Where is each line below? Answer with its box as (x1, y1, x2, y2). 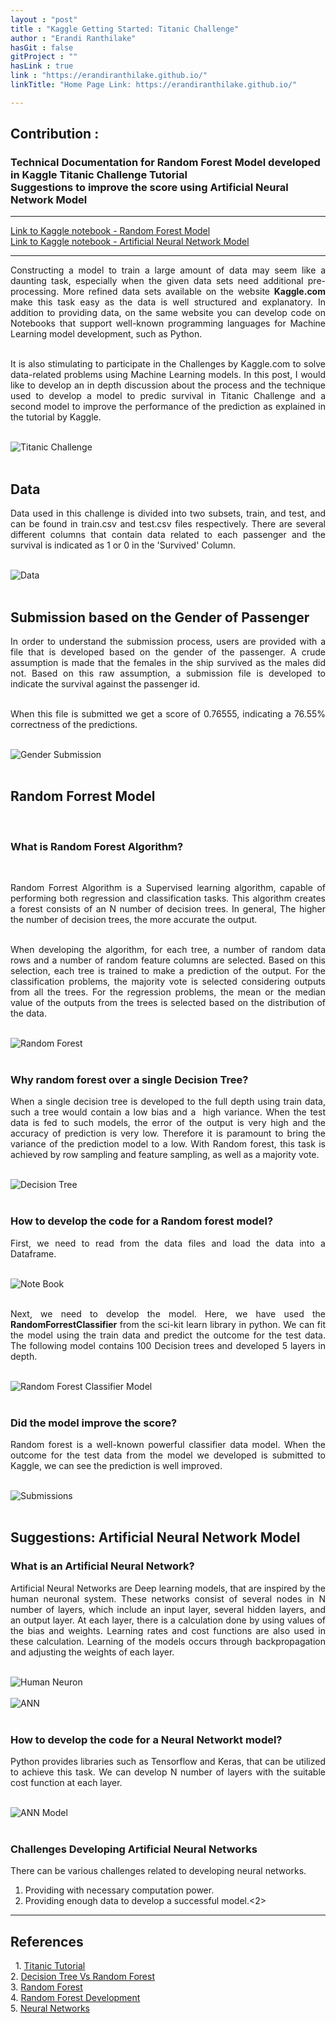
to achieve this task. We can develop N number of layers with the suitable (10, 1766, 326, 1778)
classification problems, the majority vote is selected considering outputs (10, 976, 326, 988)
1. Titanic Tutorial (14, 1960, 86, 1972)
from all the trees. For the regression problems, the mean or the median (10, 986, 326, 998)
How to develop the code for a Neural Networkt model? (10, 1732, 283, 1746)
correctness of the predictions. (10, 719, 138, 731)
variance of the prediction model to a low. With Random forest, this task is (10, 1138, 326, 1150)
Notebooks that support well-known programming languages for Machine (10, 317, 326, 330)
